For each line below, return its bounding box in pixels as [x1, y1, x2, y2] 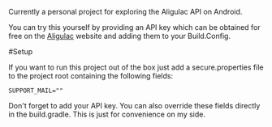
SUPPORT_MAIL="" [8, 87, 63, 95]
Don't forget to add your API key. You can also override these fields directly [8, 101, 261, 110]
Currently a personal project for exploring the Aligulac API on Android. [8, 7, 243, 16]
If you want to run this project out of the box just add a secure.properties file [8, 62, 264, 72]
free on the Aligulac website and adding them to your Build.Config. [8, 32, 231, 40]
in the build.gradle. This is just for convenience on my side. [8, 109, 205, 119]
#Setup [8, 47, 33, 56]
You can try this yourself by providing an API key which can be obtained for [8, 23, 261, 32]
